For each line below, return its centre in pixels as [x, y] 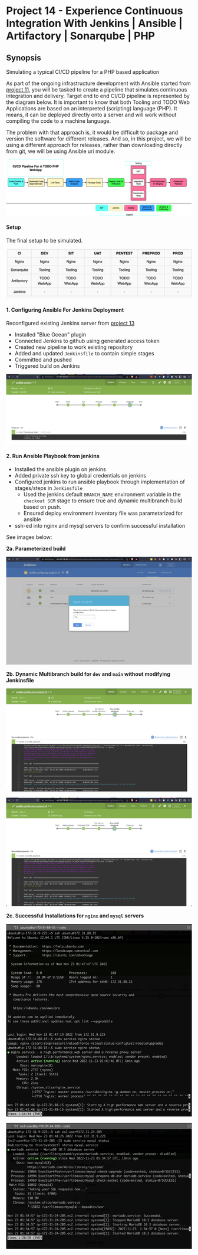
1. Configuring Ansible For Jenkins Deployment [65, 310]
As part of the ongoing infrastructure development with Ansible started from [98, 83]
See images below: [29, 537]
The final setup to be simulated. [44, 240]
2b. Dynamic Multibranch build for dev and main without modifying [88, 674]
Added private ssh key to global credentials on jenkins [80, 476]
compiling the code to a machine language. [58, 121]
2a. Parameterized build [36, 549]
